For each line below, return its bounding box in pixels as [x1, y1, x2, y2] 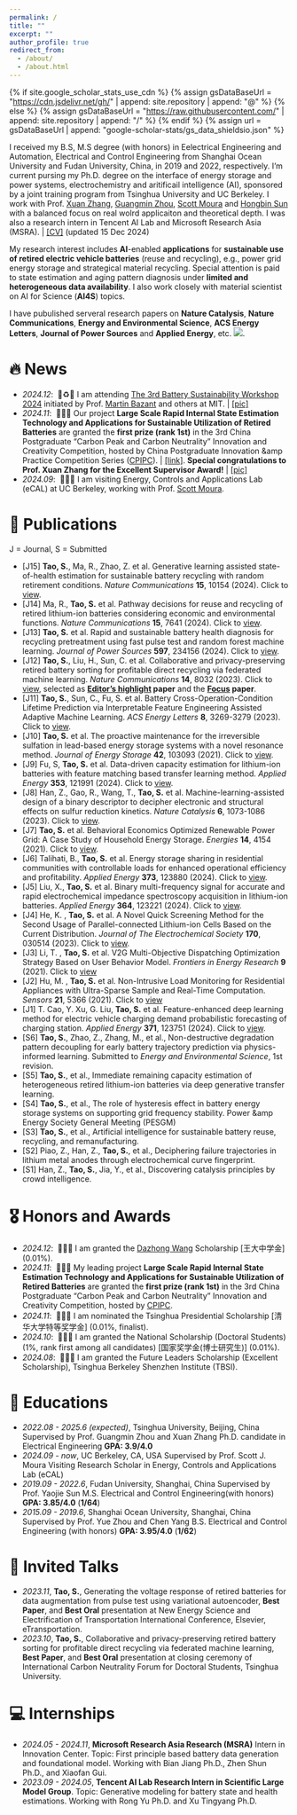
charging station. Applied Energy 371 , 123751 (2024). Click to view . [21, 1022, 266, 1033]
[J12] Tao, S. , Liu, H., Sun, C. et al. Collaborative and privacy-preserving [21, 655, 285, 665]
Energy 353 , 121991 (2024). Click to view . [21, 777, 174, 788]
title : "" [9, 21, 46, 30]
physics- [243, 1041, 277, 1052]
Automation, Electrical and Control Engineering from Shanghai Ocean [9, 151, 262, 161]
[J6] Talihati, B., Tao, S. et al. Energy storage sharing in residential [21, 852, 264, 863]
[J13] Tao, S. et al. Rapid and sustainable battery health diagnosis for [21, 626, 275, 637]
